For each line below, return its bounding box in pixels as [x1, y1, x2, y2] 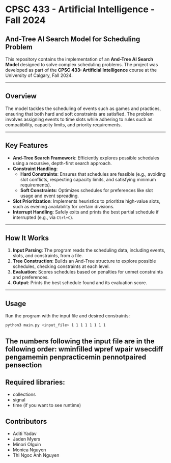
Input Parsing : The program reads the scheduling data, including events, [12, 247, 165, 253]
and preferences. [12, 274, 49, 281]
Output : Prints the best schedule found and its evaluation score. [12, 280, 148, 286]
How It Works [5, 234, 49, 242]
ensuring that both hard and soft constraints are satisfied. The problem [5, 111, 154, 117]
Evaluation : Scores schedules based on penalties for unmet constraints [12, 269, 163, 275]
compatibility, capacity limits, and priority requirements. [5, 121, 122, 128]
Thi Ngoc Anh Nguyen [12, 452, 60, 458]
